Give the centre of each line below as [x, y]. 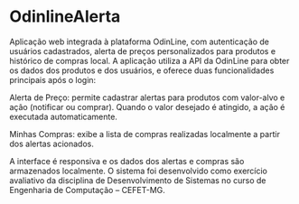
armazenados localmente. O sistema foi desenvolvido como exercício [139, 171]
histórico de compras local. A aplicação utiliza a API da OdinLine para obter [149, 60]
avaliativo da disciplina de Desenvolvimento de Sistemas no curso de [138, 180]
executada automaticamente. [63, 116]
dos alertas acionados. [52, 144]
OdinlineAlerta [65, 17]
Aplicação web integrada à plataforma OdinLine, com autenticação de [139, 42]
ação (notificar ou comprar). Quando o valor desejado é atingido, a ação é [147, 107]
